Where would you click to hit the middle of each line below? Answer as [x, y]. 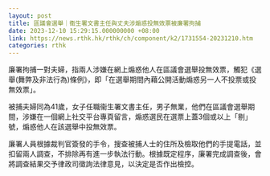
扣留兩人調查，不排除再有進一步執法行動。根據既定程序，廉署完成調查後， [131, 154]
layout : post [30, 16]
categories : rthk [37, 46]
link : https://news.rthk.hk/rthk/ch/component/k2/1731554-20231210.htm [131, 38]
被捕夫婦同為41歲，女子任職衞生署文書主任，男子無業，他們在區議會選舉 [128, 107]
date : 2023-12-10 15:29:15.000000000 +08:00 [84, 31]
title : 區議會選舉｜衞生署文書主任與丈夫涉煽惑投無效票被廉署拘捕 [105, 23]
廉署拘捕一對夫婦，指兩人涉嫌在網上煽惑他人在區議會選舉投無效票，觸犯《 [131, 70]
